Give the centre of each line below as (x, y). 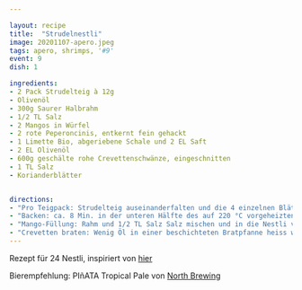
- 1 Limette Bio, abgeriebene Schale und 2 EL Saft (108, 142)
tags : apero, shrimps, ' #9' (62, 50)
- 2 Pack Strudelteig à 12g (62, 92)
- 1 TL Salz (31, 167)
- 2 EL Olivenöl (40, 150)
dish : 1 (24, 67)
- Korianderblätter (46, 175)
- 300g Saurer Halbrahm (54, 109)
